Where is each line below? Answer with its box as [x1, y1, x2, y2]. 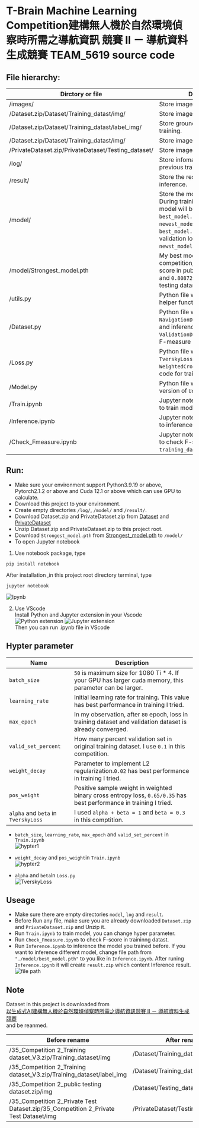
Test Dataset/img [9, 1112, 57, 1120]
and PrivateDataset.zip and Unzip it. [14, 924, 106, 931]
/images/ [9, 100, 34, 108]
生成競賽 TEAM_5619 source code [6, 49, 175, 62]
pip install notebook [6, 561, 60, 567]
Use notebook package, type [14, 549, 86, 557]
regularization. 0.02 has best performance [73, 766, 190, 775]
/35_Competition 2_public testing [9, 1080, 102, 1088]
